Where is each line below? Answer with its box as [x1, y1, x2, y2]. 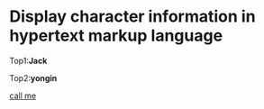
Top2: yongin [9, 72, 58, 83]
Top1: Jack [9, 55, 48, 66]
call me [9, 90, 37, 101]
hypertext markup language [9, 25, 223, 46]
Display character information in [9, 6, 256, 27]
